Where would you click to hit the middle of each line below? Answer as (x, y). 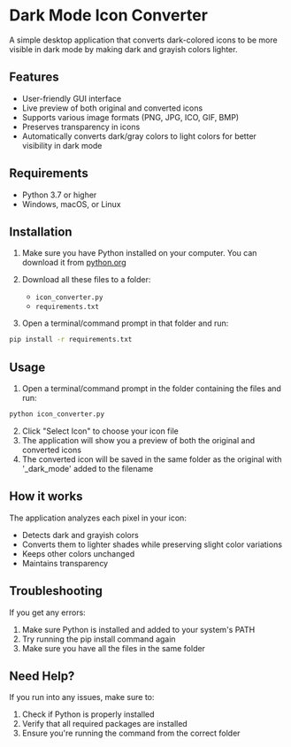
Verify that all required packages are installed (104, 724)
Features (34, 77)
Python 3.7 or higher (59, 195)
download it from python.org (74, 263)
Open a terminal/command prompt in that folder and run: (125, 323)
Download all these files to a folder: (86, 280)
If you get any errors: (47, 612)
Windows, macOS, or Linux (71, 204)
